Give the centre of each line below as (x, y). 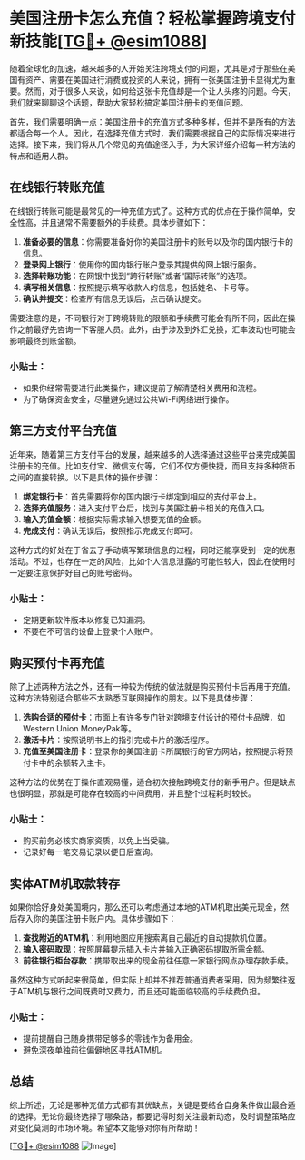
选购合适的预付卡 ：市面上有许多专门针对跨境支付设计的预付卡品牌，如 (154, 717)
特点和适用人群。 (41, 156)
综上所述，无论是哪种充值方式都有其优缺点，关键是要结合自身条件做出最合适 (152, 1105)
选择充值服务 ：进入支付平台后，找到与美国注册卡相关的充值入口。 (146, 508)
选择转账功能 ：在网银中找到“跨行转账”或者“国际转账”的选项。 (137, 276)
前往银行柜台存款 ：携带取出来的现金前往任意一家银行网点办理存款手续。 (157, 961)
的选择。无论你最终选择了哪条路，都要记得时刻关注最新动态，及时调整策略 (148, 1116)
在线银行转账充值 (57, 187)
